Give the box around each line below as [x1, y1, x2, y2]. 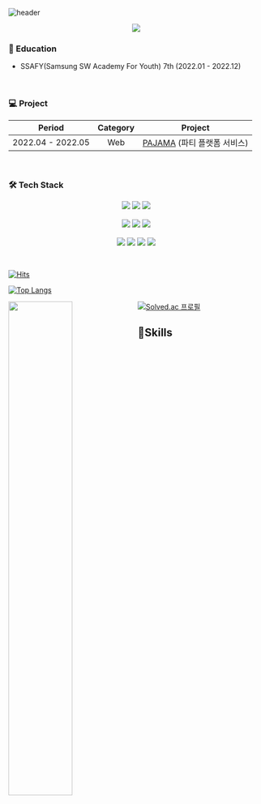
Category [97, 122, 135, 133]
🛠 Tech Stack [8, 179, 64, 190]
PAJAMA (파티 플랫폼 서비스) [142, 137, 249, 148]
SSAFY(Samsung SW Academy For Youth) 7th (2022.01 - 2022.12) [19, 62, 242, 71]
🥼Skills [137, 326, 173, 340]
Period [37, 122, 65, 133]
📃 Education [8, 43, 57, 54]
